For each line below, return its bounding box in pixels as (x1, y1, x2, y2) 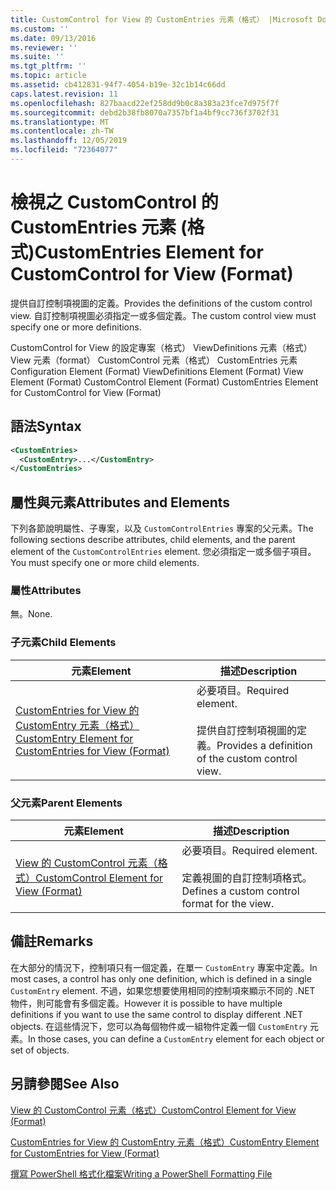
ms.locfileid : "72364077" (10, 145, 118, 155)
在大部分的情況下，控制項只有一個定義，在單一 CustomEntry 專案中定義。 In (10, 961, 318, 973)
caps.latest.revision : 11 (10, 89, 118, 99)
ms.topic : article (10, 71, 87, 81)
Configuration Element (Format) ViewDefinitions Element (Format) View (10, 365, 304, 377)
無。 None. (10, 608, 53, 620)
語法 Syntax (10, 418, 82, 435)
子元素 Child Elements (10, 636, 117, 650)
